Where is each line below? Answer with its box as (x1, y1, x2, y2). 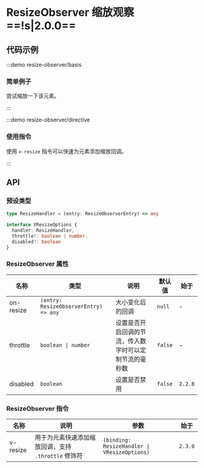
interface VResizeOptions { (6, 222, 78, 228)
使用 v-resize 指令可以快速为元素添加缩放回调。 (6, 147, 127, 155)
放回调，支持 (34, 442, 72, 451)
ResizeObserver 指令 (6, 404, 69, 413)
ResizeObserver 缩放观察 (6, 5, 135, 19)
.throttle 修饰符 (34, 452, 83, 460)
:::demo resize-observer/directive (6, 116, 90, 123)
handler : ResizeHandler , (12, 227, 75, 234)
